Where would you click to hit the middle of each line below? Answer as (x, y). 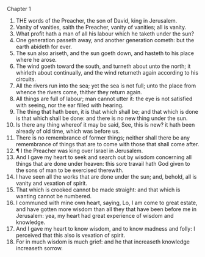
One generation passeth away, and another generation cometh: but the (105, 40)
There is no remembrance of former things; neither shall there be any (103, 138)
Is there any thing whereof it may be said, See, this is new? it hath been (105, 125)
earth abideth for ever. (44, 47)
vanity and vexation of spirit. (52, 183)
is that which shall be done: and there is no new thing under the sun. (102, 118)
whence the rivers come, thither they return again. (79, 92)
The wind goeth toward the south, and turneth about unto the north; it (103, 66)
